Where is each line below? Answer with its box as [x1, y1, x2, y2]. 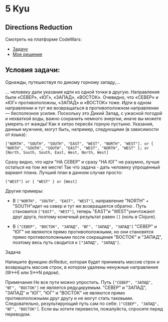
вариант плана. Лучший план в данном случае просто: [5, 169, 123, 176]
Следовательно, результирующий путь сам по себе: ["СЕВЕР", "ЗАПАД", [5, 300, 159, 306]
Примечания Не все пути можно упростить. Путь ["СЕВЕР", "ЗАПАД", [5, 279, 153, 285]
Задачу [12, 46, 29, 52]
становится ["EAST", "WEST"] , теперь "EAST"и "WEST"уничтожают [12, 208, 155, 214]
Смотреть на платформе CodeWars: [5, 36, 82, 42]
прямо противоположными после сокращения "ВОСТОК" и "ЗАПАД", [12, 234, 162, 240]
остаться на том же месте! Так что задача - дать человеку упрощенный [5, 164, 160, 170]
